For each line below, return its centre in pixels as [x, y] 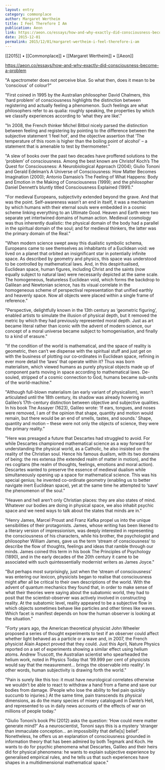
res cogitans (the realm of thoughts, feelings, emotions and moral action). [79, 464]
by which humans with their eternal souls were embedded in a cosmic [76, 207]
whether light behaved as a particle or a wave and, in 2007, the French [76, 638]
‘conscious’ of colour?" [28, 85]
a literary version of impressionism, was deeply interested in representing [79, 531]
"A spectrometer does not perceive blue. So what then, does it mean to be [80, 80]
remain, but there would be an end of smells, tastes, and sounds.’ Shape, [79, 418]
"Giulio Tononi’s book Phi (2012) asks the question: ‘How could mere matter [82, 720]
